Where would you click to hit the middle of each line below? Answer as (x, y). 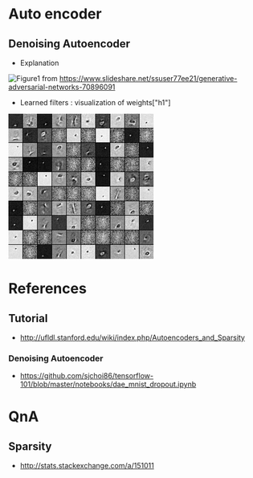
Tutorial (28, 318)
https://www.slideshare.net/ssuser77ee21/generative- (148, 78)
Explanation (39, 63)
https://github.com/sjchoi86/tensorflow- (87, 376)
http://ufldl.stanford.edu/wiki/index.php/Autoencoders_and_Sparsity (132, 337)
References (47, 289)
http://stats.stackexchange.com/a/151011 (87, 466)
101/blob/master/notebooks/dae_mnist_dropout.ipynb (108, 384)
